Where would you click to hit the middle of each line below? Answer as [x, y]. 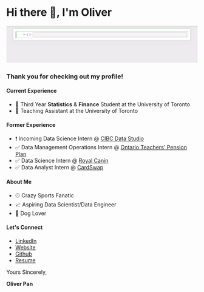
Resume [25, 260]
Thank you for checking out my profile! [65, 76]
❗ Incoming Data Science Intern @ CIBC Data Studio [80, 138]
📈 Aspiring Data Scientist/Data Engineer [66, 205]
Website [25, 247]
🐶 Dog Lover [31, 213]
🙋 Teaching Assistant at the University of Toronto [76, 110]
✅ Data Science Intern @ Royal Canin [62, 161]
